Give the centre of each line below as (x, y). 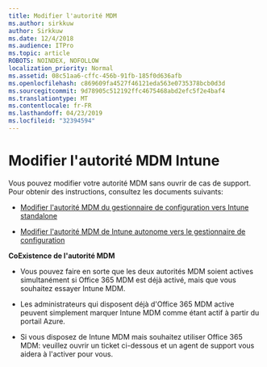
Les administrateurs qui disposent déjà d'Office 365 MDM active (127, 304)
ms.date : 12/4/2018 (41, 38)
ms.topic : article (39, 53)
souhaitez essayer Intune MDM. (73, 288)
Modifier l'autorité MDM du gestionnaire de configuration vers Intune (134, 207)
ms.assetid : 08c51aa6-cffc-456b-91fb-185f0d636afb (95, 76)
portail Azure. (43, 321)
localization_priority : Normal (61, 69)
